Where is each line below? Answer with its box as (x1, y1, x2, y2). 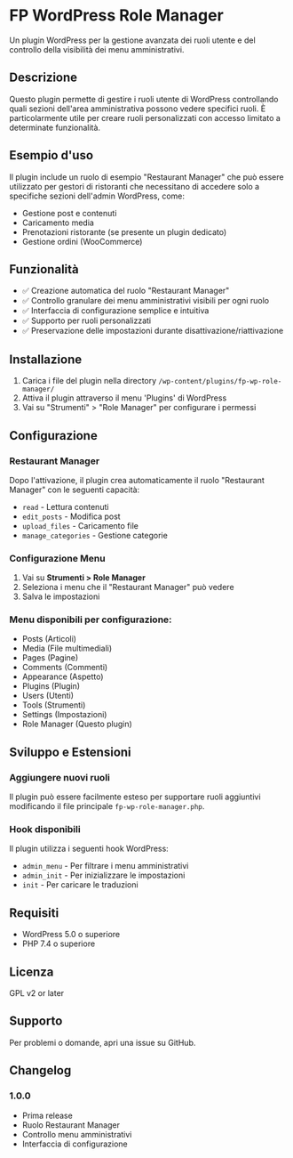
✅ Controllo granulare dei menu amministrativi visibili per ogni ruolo (21, 296, 269, 306)
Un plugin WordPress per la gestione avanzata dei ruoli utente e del (9, 35, 256, 45)
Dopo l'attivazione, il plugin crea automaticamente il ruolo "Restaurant (9, 474, 265, 485)
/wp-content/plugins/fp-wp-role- (158, 377, 282, 386)
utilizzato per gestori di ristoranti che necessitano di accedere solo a (9, 181, 260, 191)
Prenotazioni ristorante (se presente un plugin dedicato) (21, 226, 227, 237)
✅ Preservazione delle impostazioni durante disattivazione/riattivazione (21, 326, 284, 336)
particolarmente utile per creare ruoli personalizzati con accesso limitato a (9, 112, 281, 123)
